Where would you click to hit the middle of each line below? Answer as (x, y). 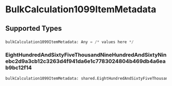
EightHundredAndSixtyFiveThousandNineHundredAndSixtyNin (86, 55)
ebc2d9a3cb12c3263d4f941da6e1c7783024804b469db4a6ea (85, 61)
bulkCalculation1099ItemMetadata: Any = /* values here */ (70, 42)
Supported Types (34, 28)
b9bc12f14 (19, 68)
